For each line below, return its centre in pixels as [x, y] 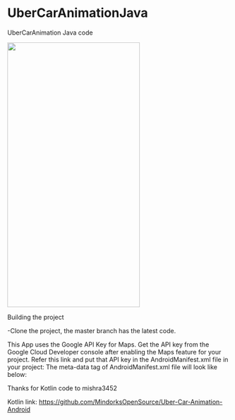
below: [17, 374]
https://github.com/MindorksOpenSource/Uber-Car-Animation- [131, 402]
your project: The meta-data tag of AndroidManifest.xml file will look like [112, 367]
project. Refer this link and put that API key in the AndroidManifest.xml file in [118, 359]
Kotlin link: [22, 402]
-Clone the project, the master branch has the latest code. [92, 330]
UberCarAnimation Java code [50, 32]
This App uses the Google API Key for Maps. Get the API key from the [108, 344]
